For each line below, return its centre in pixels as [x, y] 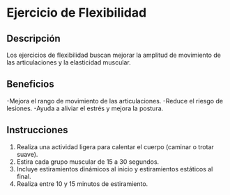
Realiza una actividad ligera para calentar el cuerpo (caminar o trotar [115, 146]
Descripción [33, 39]
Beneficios [30, 84]
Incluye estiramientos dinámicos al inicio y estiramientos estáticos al [115, 169]
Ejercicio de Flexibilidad [77, 13]
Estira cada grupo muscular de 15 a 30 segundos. [88, 162]
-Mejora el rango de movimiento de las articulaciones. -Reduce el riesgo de [115, 101]
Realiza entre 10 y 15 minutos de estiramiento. [82, 184]
